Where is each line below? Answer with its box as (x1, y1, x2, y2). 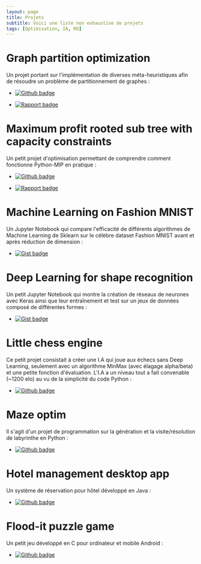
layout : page (6, 8, 39, 15)
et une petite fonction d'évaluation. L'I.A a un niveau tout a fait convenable (6, 369, 190, 376)
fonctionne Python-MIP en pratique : (6, 161, 97, 168)
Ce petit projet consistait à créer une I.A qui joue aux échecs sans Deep (6, 356, 184, 363)
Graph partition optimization (6, 52, 151, 65)
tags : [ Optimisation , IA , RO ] (6, 25, 82, 32)
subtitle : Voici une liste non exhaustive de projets (6, 20, 144, 26)
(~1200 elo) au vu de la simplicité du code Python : (6, 375, 132, 382)
